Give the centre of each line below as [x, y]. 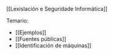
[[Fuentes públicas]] [41, 39]
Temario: [17, 20]
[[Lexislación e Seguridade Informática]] [57, 9]
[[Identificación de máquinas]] [53, 46]
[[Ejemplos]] [31, 32]
